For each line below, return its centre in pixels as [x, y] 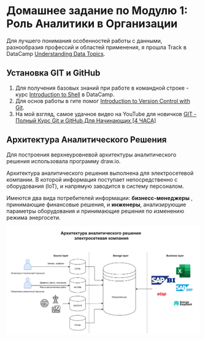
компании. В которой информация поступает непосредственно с [92, 179]
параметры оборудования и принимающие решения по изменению [95, 211]
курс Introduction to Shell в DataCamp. [65, 94]
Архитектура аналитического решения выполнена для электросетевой [100, 173]
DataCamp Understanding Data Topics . [56, 53]
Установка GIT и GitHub [53, 73]
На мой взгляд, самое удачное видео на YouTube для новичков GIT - [106, 114]
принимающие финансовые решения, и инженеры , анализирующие [96, 204]
